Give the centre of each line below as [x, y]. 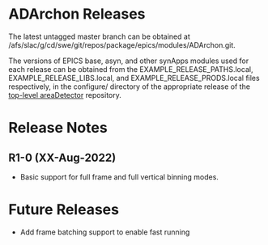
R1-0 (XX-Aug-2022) [62, 157]
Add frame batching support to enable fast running [105, 232]
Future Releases [64, 210]
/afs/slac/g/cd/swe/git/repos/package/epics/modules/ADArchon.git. [122, 44]
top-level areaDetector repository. [65, 95]
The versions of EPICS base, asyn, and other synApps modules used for [129, 61]
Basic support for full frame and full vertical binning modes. [119, 177]
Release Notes [58, 128]
